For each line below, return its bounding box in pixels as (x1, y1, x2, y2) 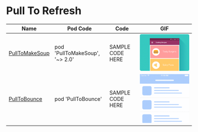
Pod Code (67, 25, 93, 32)
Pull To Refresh (6, 4, 82, 18)
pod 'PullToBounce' (54, 96, 102, 103)
